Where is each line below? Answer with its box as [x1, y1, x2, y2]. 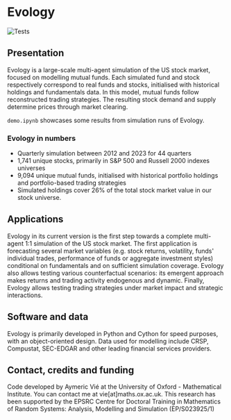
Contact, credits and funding [7, 364, 135, 376]
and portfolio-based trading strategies [17, 178, 127, 187]
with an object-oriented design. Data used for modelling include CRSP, [7, 337, 209, 345]
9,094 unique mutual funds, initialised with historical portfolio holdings [17, 171, 219, 180]
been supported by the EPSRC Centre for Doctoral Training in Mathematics [7, 397, 221, 406]
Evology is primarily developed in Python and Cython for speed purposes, [7, 329, 219, 337]
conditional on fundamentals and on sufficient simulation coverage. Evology [7, 261, 224, 269]
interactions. [7, 291, 43, 299]
